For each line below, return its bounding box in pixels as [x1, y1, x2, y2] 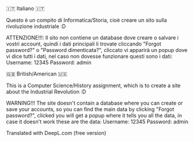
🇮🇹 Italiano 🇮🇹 [6, 5, 45, 12]
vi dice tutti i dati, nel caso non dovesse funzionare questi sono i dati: [6, 53, 172, 60]
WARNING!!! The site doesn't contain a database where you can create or [6, 99, 183, 106]
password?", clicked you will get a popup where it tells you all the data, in [6, 112, 182, 119]
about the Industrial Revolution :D [6, 88, 86, 95]
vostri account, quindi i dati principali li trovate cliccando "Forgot [6, 40, 162, 47]
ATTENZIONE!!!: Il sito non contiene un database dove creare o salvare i [6, 34, 179, 41]
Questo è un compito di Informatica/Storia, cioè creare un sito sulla [6, 17, 168, 23]
